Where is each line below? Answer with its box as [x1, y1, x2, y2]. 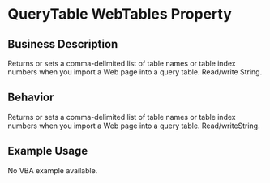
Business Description [7, 37, 118, 51]
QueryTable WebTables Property [7, 5, 233, 23]
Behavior [7, 91, 54, 104]
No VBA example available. [7, 165, 98, 175]
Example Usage [7, 144, 88, 158]
